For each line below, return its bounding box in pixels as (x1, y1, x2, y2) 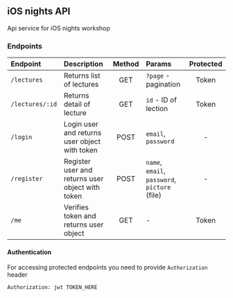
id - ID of (145, 95, 177, 105)
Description (63, 59, 103, 69)
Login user (63, 119, 98, 129)
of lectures (63, 80, 99, 89)
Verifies (63, 202, 89, 212)
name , (145, 157, 162, 167)
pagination (145, 80, 181, 89)
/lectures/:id (10, 100, 58, 108)
